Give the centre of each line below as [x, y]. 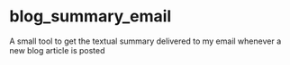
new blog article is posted [57, 50]
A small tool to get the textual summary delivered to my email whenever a [145, 41]
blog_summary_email [91, 16]
